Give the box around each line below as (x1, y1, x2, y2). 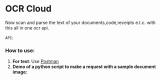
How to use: (5, 47, 35, 54)
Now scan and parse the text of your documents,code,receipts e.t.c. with (5, 19, 156, 25)
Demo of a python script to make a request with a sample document (12, 63, 156, 70)
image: (12, 69, 27, 75)
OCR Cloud (5, 3, 51, 14)
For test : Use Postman (12, 58, 59, 64)
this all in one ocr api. (5, 24, 49, 30)
